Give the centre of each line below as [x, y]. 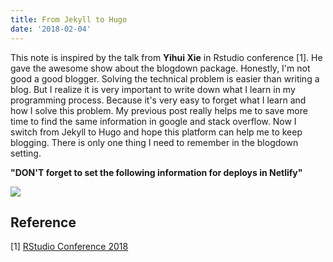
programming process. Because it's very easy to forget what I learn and [158, 100]
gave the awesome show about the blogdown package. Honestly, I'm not [160, 68]
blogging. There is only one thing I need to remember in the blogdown [154, 142]
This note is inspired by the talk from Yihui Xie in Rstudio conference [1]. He [166, 57]
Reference [43, 222]
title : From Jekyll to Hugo [69, 19]
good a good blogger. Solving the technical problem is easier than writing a [165, 78]
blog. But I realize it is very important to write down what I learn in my [153, 89]
